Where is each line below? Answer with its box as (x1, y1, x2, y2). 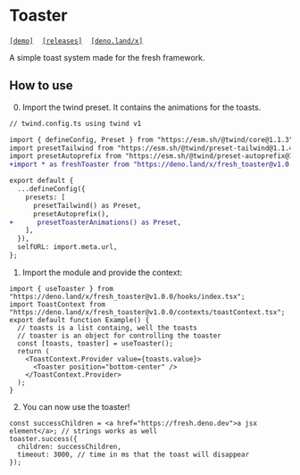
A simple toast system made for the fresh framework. (9, 52, 205, 62)
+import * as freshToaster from (9, 160, 129, 170)
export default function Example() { (9, 315, 150, 324)
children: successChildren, (17, 442, 122, 451)
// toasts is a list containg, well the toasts (17, 323, 198, 332)
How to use (9, 78, 73, 94)
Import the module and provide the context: (21, 267, 183, 278)
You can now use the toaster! (21, 401, 130, 412)
